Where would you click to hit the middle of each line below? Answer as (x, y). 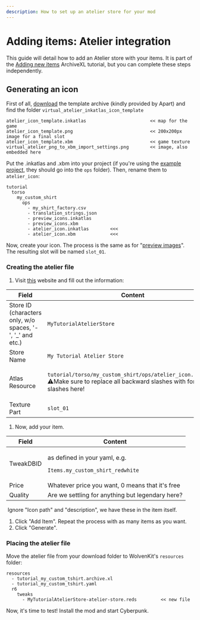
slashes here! (66, 389)
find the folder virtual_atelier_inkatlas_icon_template (75, 110)
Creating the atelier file (40, 267)
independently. (24, 71)
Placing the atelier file (38, 543)
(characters (25, 313)
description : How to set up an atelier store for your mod (81, 12)
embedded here (24, 152)
